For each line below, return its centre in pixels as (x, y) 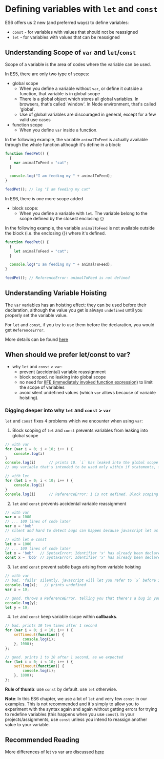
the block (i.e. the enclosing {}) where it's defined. (56, 233)
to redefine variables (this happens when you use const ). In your (70, 714)
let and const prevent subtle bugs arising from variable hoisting (76, 567)
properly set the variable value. (36, 315)
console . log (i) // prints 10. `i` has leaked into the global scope (82, 463)
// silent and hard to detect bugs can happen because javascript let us (82, 531)
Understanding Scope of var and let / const (71, 53)
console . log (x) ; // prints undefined (46, 585)
